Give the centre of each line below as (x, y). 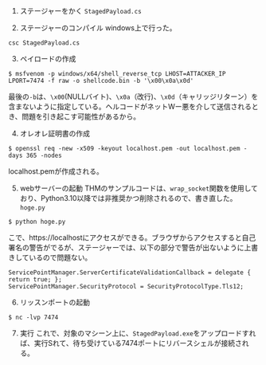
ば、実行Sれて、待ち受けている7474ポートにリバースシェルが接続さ (131, 343)
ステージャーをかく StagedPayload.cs (80, 11)
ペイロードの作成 (48, 59)
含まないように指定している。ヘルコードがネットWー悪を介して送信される (130, 106)
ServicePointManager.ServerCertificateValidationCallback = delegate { (129, 273)
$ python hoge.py (37, 222)
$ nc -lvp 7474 (33, 317)
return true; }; (35, 280)
